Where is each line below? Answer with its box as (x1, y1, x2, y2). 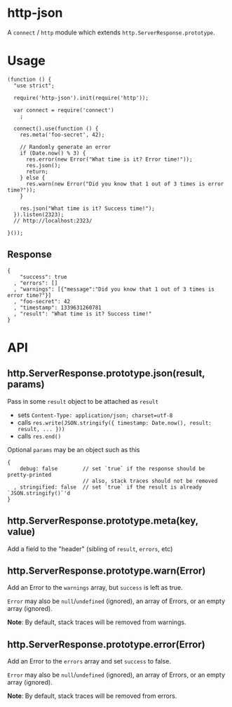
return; (25, 168, 49, 175)
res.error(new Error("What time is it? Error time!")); (25, 156, 193, 163)
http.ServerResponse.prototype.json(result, (7, 367, 205, 380)
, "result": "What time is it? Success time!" (13, 310, 152, 317)
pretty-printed (7, 471, 52, 478)
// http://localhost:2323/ (13, 217, 93, 224)
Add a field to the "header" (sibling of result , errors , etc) (7, 544, 173, 553)
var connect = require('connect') (13, 107, 114, 114)
